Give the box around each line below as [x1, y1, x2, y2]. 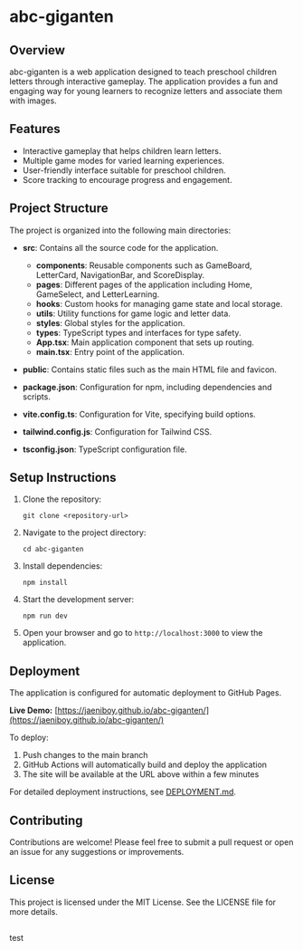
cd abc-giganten [22, 545, 84, 554]
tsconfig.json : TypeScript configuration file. [22, 444, 187, 455]
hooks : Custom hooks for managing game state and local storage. [35, 298, 283, 309]
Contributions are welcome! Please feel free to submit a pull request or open [9, 837, 294, 848]
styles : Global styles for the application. [35, 317, 185, 328]
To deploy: [9, 732, 49, 744]
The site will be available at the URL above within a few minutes [22, 769, 260, 780]
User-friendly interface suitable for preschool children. [22, 165, 226, 176]
